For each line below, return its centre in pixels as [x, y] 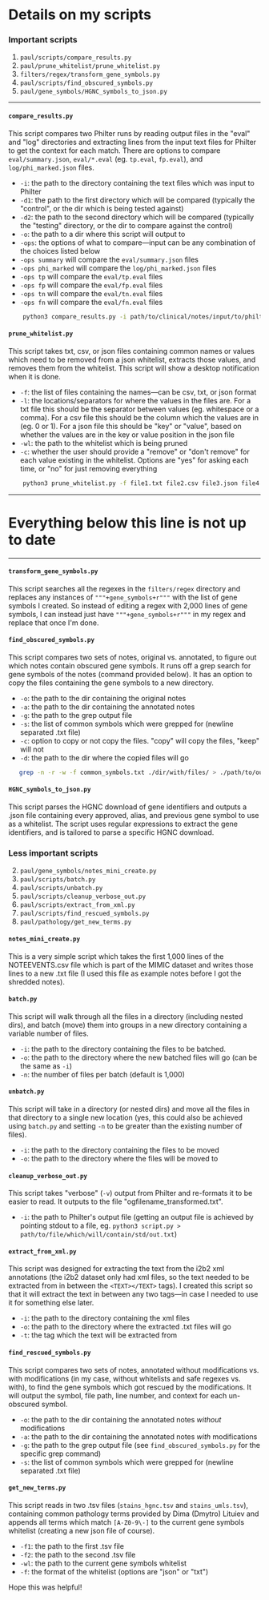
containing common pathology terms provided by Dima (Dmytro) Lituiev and [134, 1514]
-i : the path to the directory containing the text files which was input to [137, 182]
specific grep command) [60, 1454]
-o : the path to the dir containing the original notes [103, 698]
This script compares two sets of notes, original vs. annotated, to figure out [132, 657]
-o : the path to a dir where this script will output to [102, 234]
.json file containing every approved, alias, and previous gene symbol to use [134, 816]
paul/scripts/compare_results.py [76, 58]
